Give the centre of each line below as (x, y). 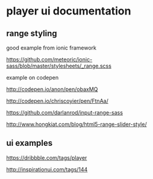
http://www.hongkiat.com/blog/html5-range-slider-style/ (76, 124)
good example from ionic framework (52, 48)
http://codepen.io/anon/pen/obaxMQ (52, 89)
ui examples (30, 143)
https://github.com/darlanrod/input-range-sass (65, 112)
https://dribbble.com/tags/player (47, 157)
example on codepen (33, 77)
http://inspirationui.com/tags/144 (47, 169)
